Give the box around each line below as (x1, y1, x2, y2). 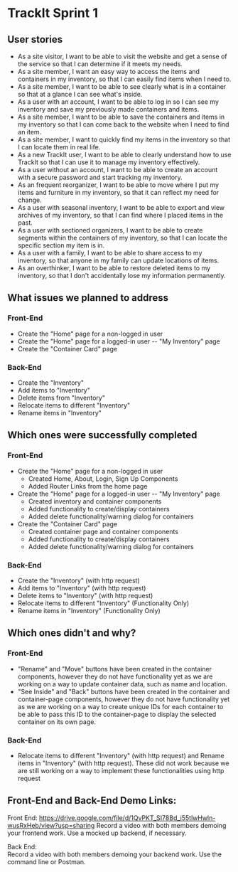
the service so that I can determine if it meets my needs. (17, 60, 183, 68)
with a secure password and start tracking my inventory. (17, 173, 183, 181)
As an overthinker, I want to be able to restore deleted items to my (17, 264, 211, 272)
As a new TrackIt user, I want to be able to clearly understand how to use (17, 151, 232, 159)
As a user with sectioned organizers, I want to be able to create (17, 226, 203, 234)
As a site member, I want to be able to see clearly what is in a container (17, 83, 227, 90)
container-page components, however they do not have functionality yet (17, 695, 230, 703)
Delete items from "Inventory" (17, 393, 105, 402)
